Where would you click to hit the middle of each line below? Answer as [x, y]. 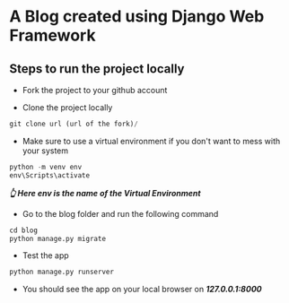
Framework [53, 35]
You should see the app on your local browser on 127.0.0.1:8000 [142, 290]
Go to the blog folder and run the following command [120, 213]
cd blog [24, 230]
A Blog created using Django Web [137, 17]
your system [45, 151]
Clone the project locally [67, 108]
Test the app [45, 255]
